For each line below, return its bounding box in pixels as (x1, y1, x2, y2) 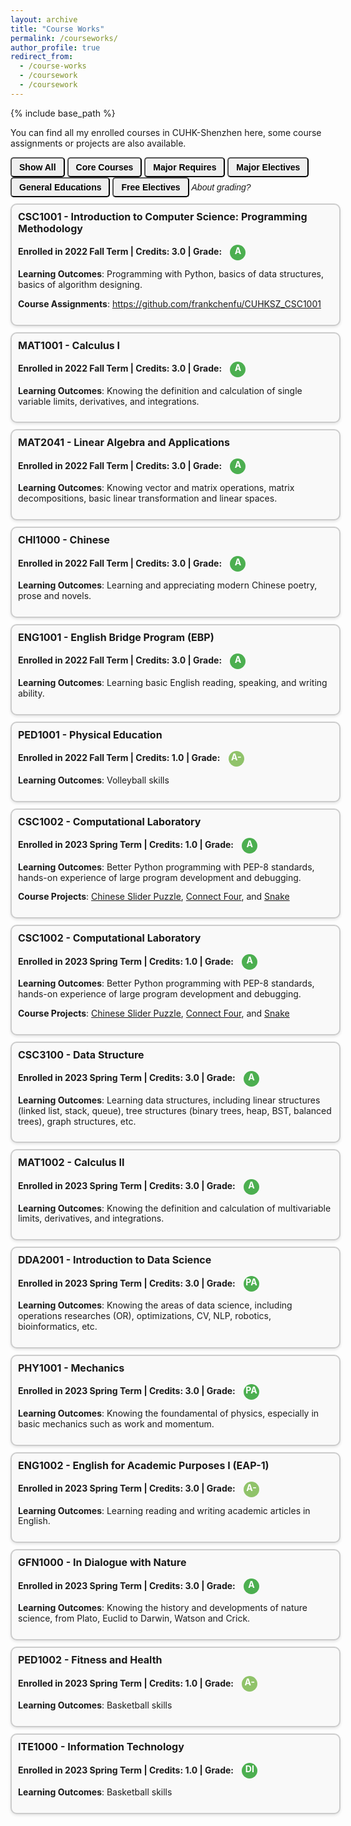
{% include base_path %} (10, 107, 116, 119)
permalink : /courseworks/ (10, 33, 118, 43)
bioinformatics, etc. (18, 1320, 98, 1332)
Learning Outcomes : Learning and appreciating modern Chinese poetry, (18, 579, 318, 591)
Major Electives (236, 161, 301, 173)
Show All (19, 161, 57, 173)
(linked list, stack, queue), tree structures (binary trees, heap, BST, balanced (18, 1104, 332, 1116)
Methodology (18, 221, 83, 235)
